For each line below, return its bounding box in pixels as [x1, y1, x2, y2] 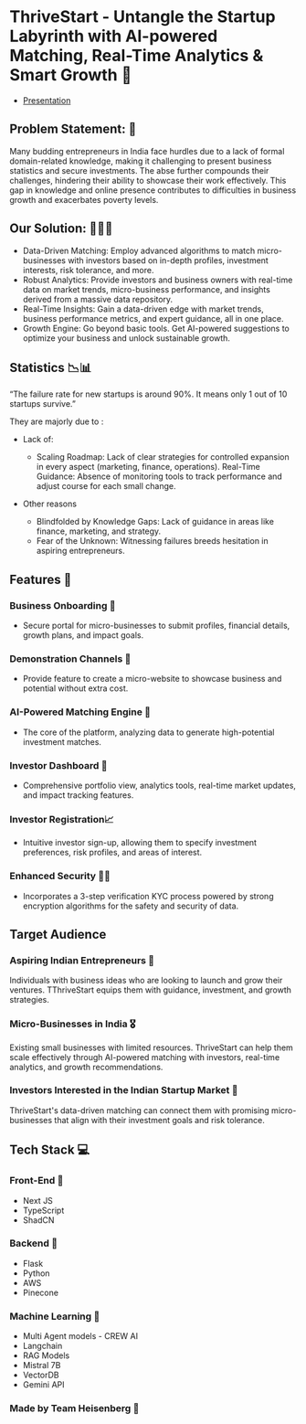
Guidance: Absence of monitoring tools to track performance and [36, 471, 283, 482]
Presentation [22, 94, 71, 106]
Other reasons [22, 498, 78, 509]
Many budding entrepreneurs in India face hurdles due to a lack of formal [9, 145, 285, 156]
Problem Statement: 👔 [9, 122, 137, 137]
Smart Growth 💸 [9, 65, 132, 86]
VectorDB [22, 1369, 59, 1381]
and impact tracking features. [22, 789, 134, 801]
